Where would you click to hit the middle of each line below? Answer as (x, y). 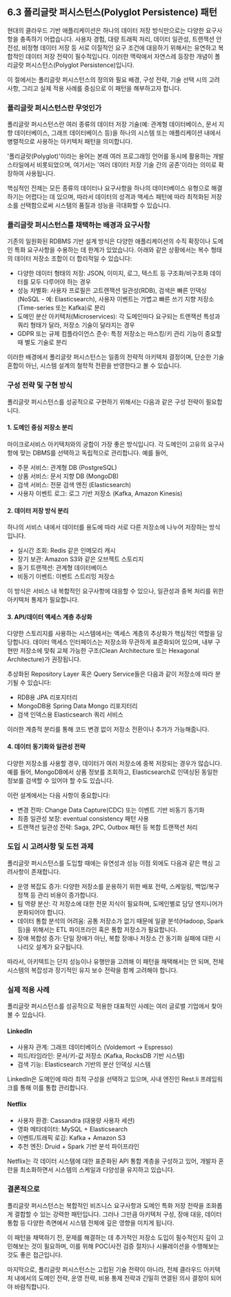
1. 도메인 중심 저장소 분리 (40, 428)
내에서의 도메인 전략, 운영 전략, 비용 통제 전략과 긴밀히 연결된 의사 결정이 (111, 1278)
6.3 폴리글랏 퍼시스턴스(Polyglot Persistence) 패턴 (112, 12)
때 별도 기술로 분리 (42, 342)
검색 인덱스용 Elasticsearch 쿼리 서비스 (70, 714)
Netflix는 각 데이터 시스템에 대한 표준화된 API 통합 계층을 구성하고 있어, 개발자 (112, 1161)
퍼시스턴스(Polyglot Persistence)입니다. (80, 65)
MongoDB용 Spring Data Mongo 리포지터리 (77, 706)
